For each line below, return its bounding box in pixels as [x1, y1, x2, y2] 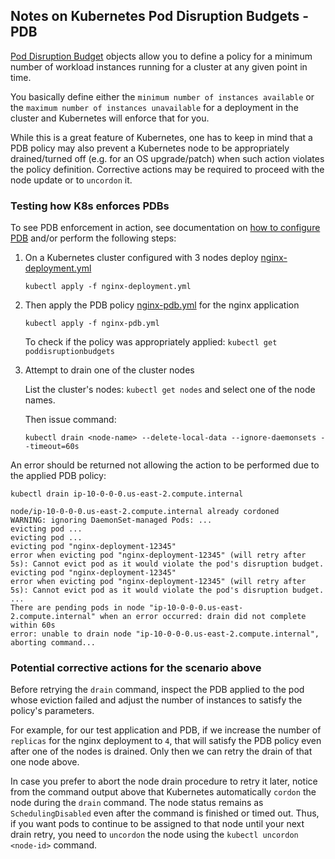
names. [24, 394, 56, 406]
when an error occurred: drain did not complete [99, 612, 307, 622]
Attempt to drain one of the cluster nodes [24, 364, 195, 376]
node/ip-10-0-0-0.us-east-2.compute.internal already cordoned [10, 507, 280, 517]
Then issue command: [24, 414, 117, 426]
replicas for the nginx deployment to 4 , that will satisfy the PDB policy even [10, 735, 322, 747]
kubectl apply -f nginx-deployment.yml [24, 282, 192, 292]
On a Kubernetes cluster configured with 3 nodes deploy [24, 252, 259, 264]
